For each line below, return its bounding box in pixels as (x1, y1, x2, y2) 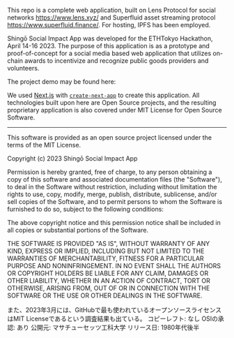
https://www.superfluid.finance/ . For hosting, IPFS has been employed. (7, 21, 211, 29)
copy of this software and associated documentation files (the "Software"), (7, 175, 223, 184)
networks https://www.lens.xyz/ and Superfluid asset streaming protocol (7, 13, 216, 22)
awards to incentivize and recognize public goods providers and (24, 57, 209, 65)
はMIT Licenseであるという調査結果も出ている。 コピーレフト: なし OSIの (7, 314, 218, 323)
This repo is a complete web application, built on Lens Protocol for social (7, 6, 216, 14)
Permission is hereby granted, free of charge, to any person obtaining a (7, 168, 212, 176)
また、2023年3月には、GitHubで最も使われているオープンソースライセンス (7, 306, 221, 314)
